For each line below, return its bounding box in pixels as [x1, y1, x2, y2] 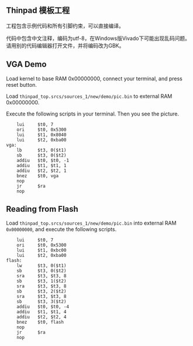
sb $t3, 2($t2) [16, 289, 67, 294]
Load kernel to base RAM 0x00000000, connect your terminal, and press [6, 75, 182, 82]
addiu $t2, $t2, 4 [16, 314, 67, 320]
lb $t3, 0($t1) [16, 147, 67, 153]
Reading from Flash [6, 204, 79, 214]
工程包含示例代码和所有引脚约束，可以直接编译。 [6, 22, 124, 29]
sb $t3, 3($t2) [16, 298, 67, 305]
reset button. [6, 81, 37, 88]
